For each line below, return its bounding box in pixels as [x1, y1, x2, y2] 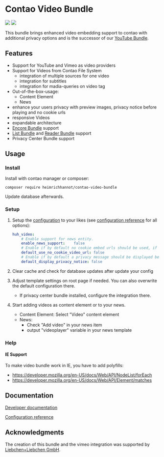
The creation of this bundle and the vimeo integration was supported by [5, 441, 150, 447]
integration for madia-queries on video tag [19, 83, 105, 89]
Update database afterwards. [5, 194, 64, 200]
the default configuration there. [12, 283, 75, 288]
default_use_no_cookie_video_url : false [21, 250, 105, 255]
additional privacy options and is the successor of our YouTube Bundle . [5, 35, 149, 41]
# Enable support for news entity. [21, 236, 94, 241]
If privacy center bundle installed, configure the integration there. [19, 292, 151, 298]
